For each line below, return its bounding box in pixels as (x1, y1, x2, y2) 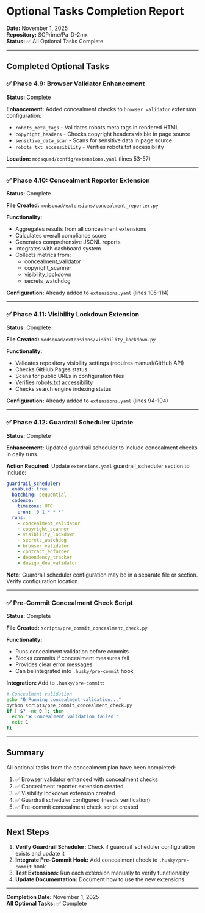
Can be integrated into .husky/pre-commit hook (15, 667, 134, 674)
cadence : (12, 498, 34, 504)
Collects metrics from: (15, 251, 71, 258)
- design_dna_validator (17, 560, 78, 566)
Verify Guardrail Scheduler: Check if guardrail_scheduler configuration (15, 843, 195, 850)
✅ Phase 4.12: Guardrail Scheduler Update (6, 418, 134, 427)
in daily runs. (6, 450, 38, 457)
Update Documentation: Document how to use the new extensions (15, 875, 185, 883)
